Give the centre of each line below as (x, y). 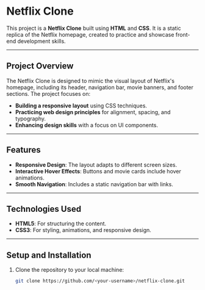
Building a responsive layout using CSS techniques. (81, 106)
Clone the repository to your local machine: (69, 270)
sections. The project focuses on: (49, 93)
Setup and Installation (49, 255)
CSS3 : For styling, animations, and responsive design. (83, 230)
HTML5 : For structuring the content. (61, 223)
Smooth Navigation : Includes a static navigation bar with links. (94, 184)
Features (23, 150)
